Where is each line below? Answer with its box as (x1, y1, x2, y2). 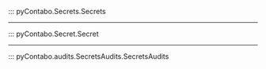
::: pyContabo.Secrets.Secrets (8, 7, 106, 16)
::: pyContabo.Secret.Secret (8, 29, 99, 38)
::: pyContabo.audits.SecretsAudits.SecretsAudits (8, 52, 169, 61)
